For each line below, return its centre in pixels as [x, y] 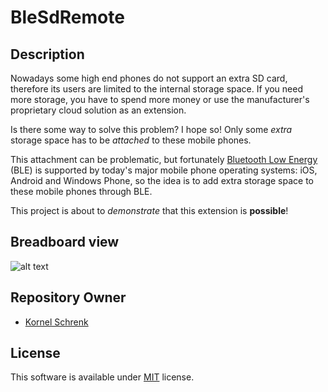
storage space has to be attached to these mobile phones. [131, 140]
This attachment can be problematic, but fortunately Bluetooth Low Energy [164, 159]
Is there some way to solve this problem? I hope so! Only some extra [151, 129]
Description [47, 54]
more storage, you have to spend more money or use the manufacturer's [160, 99]
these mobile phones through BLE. [81, 191]
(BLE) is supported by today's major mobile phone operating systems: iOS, [164, 170]
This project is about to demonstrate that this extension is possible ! [149, 210]
